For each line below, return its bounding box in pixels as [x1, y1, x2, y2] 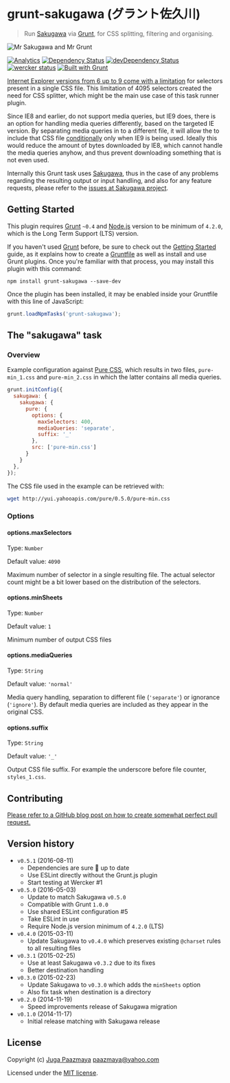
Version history [7, 838, 75, 850]
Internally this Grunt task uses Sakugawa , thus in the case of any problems [7, 169, 219, 177]
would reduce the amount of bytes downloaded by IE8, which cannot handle [7, 141, 223, 149]
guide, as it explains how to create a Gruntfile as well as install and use [7, 250, 207, 258]
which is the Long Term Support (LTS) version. [7, 229, 139, 237]
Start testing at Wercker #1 [27, 878, 103, 886]
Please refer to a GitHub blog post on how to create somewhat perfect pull [7, 811, 218, 819]
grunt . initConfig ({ [7, 386, 63, 393]
